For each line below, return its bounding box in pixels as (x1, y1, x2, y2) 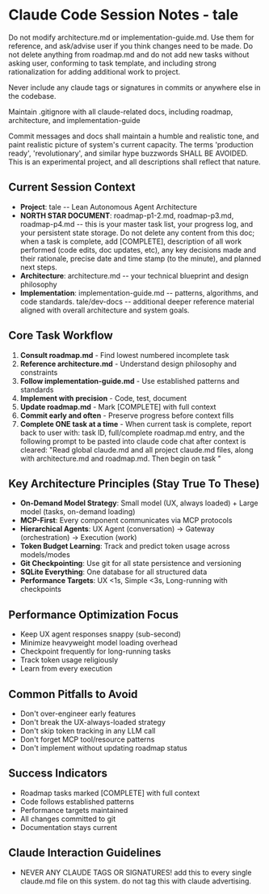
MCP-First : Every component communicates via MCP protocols (19, 516, 233, 526)
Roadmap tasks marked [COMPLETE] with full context (19, 788, 200, 798)
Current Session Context (8, 181, 136, 194)
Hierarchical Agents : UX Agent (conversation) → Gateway (19, 524, 216, 534)
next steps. (19, 262, 58, 272)
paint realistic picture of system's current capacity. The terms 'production (8, 139, 254, 149)
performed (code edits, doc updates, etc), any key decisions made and (19, 245, 257, 254)
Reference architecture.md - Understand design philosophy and (19, 359, 237, 368)
